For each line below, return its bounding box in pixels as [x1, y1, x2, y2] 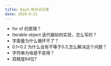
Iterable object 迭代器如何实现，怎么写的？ [12, 32, 97, 37]
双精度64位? [12, 56, 37, 62]
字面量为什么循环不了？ [12, 37, 59, 44]
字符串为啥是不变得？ [12, 49, 55, 56]
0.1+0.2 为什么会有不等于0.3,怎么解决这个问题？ [12, 44, 107, 49]
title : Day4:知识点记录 [5, 7, 49, 12]
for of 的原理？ [12, 25, 42, 32]
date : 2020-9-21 [5, 12, 38, 16]
